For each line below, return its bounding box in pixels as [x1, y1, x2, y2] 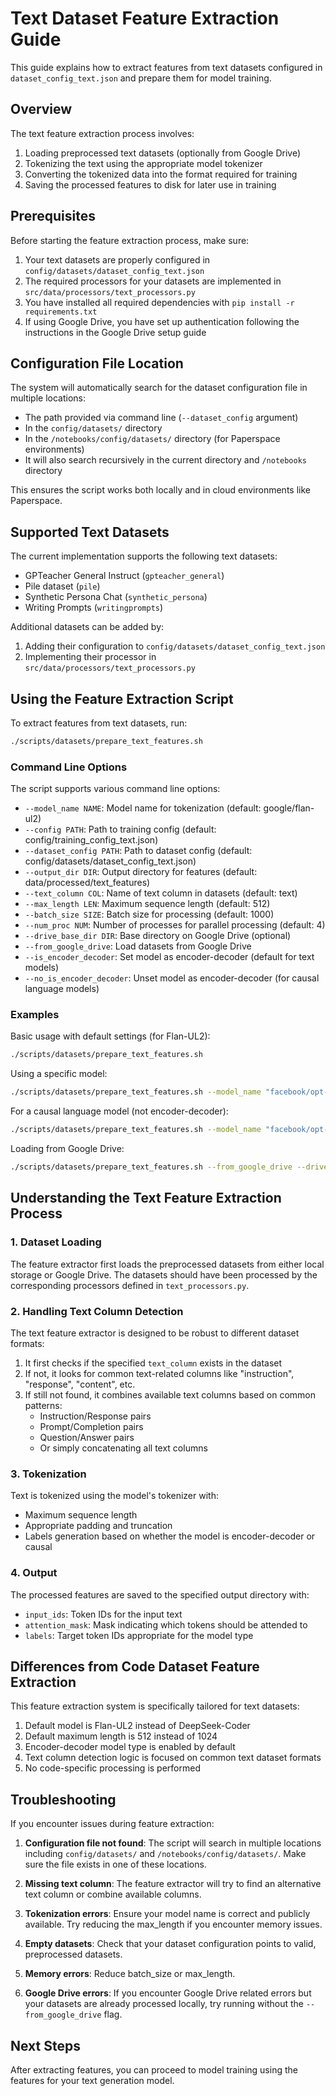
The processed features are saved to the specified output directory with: [10, 1588, 310, 1601]
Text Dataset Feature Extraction [10, 7, 280, 30]
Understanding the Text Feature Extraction [10, 1190, 282, 1207]
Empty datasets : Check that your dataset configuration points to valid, [24, 1938, 317, 1950]
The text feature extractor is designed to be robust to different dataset [10, 1327, 300, 1339]
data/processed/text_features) [24, 877, 151, 889]
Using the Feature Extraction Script [10, 690, 234, 707]
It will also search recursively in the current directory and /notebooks [24, 454, 308, 466]
